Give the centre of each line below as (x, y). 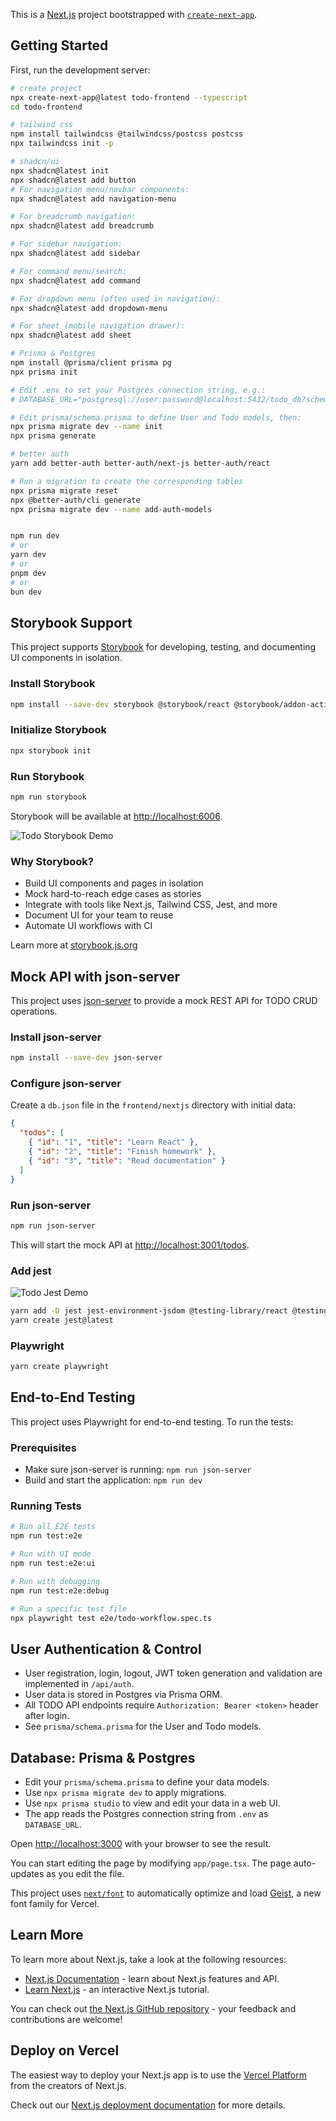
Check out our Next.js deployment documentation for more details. (148, 2105)
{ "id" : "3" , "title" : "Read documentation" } (127, 1160)
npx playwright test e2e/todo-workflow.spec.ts (111, 1618)
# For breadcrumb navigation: (73, 217)
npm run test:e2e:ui (53, 1564)
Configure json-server (66, 1084)
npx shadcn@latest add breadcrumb (82, 226)
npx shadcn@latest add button (73, 180)
